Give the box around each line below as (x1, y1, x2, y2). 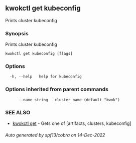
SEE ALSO (5, 109, 31, 116)
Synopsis (5, 30, 29, 37)
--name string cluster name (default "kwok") (18, 97, 120, 102)
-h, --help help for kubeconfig (10, 74, 82, 80)
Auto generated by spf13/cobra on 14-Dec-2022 (5, 132, 105, 138)
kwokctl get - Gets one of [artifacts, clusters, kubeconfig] (12, 120, 131, 126)
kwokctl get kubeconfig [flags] (5, 51, 73, 56)
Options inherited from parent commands (5, 86, 109, 93)
